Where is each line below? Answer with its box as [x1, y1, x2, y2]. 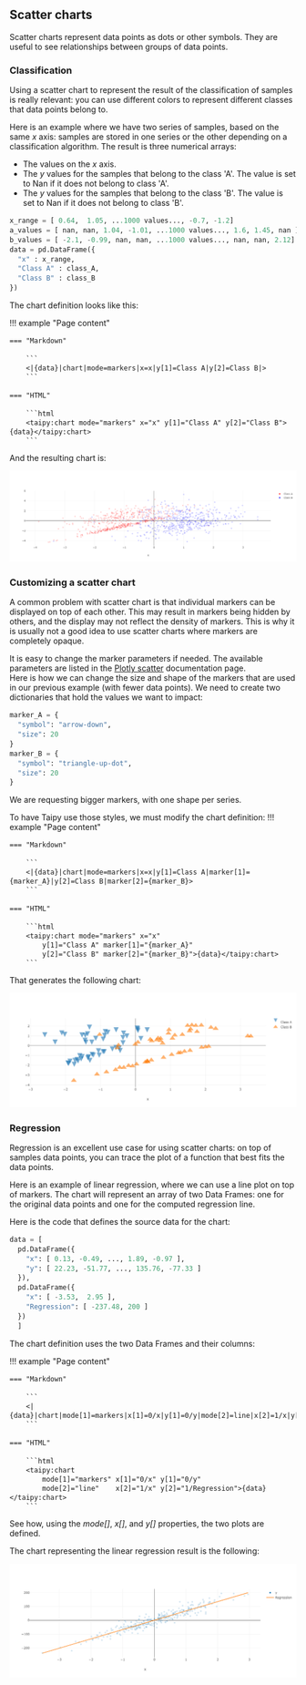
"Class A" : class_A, [17, 264, 100, 273]
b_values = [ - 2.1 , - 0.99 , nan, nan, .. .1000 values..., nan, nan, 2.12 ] [9, 235, 296, 244]
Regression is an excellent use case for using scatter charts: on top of [9, 1142, 271, 1153]
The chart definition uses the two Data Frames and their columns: [9, 1338, 255, 1349]
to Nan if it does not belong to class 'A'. [22, 178, 170, 190]
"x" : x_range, [17, 254, 76, 263]
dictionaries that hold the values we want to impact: [9, 692, 203, 703]
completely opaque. [9, 635, 85, 646]
